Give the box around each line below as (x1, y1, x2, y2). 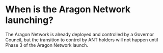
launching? (5, 14, 53, 26)
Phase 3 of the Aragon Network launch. (5, 42, 88, 48)
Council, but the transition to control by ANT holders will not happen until (5, 37, 158, 43)
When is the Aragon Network (5, 4, 131, 15)
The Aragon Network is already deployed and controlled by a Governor (5, 31, 154, 37)
